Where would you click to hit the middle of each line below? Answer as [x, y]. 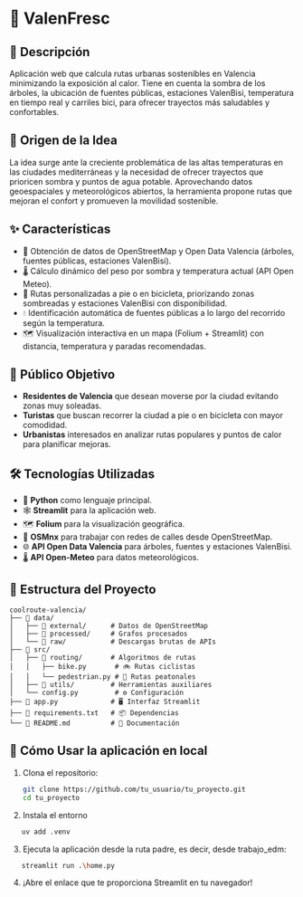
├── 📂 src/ [30, 650]
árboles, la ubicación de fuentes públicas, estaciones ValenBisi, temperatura [151, 93]
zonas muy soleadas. [62, 406]
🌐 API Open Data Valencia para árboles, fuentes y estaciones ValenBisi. [157, 547]
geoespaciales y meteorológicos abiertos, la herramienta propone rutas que [151, 191]
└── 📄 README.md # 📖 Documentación [95, 723]
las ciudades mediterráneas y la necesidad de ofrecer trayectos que [137, 172]
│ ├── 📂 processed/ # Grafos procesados [99, 634]
